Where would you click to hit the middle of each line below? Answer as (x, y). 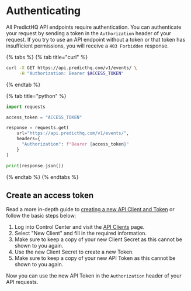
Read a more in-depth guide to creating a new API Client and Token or (90, 209)
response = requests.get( (37, 128)
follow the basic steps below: (41, 216)
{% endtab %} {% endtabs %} (42, 177)
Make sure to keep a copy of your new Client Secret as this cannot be (98, 239)
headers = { (29, 139)
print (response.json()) (35, 165)
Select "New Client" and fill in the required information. (81, 234)
